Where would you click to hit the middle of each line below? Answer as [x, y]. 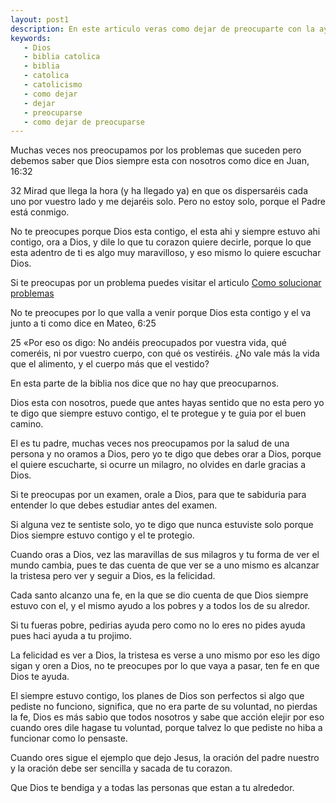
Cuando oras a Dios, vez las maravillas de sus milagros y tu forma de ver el [165, 555]
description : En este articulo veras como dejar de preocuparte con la [162, 29]
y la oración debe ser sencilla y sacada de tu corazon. [121, 768]
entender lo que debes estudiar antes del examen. [114, 505]
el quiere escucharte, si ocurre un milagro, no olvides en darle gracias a [158, 465]
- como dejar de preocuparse [84, 122]
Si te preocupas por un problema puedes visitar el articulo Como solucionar [166, 283]
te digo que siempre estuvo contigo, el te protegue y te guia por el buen [158, 413]
